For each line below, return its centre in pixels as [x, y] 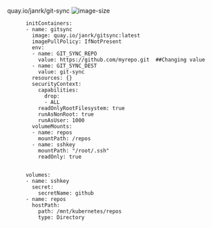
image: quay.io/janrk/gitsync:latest [86, 35]
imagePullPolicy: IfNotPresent [77, 42]
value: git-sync [61, 72]
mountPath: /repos [64, 139]
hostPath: [46, 205]
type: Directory [61, 218]
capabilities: [58, 90]
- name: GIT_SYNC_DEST [65, 66]
